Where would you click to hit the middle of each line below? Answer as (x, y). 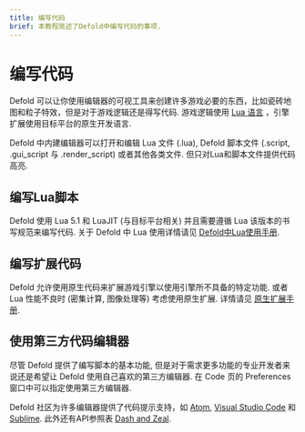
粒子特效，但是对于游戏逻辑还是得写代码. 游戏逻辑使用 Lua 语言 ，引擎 (157, 112)
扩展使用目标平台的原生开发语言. (71, 124)
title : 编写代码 (37, 18)
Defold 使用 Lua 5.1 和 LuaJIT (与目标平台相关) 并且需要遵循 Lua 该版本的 (146, 221)
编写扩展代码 (46, 263)
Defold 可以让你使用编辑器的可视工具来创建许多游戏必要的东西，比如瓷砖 (147, 101)
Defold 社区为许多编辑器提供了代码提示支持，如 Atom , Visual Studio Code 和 (153, 407)
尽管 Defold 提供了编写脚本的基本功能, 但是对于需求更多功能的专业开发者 (146, 365)
